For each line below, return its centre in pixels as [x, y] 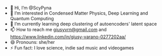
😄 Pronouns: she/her [32, 42]
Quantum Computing [32, 18]
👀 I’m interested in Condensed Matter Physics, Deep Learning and [79, 13]
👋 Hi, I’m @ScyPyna [31, 8]
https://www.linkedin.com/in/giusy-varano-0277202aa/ [68, 37]
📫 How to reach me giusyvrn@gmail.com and [58, 30]
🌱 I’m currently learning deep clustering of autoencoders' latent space [84, 24]
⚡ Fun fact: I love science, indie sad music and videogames [72, 48]
